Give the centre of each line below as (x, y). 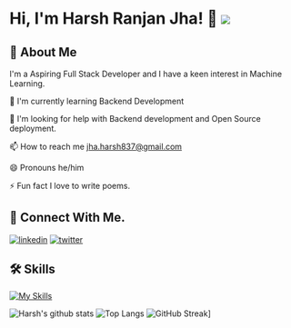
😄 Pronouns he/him (47, 168)
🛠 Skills (33, 269)
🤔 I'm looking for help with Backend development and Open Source (135, 119)
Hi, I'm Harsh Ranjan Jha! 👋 (114, 19)
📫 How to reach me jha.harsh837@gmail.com (96, 146)
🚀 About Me (43, 52)
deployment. (33, 128)
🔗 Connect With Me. (67, 218)
